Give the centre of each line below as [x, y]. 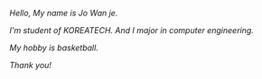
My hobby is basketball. [54, 48]
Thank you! [31, 65]
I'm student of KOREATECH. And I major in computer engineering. [132, 30]
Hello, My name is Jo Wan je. [64, 13]
